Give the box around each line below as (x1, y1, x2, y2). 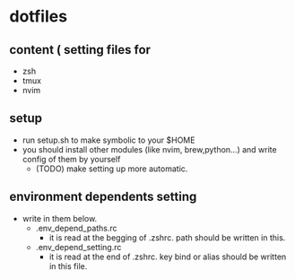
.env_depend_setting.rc (35, 241, 122, 252)
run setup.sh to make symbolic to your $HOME (22, 135, 195, 145)
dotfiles (9, 6, 68, 27)
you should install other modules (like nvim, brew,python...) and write (22, 144, 277, 154)
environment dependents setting (9, 189, 197, 205)
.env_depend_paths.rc (35, 222, 118, 233)
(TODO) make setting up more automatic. (35, 163, 188, 174)
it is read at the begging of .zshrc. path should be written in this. (48, 231, 286, 243)
